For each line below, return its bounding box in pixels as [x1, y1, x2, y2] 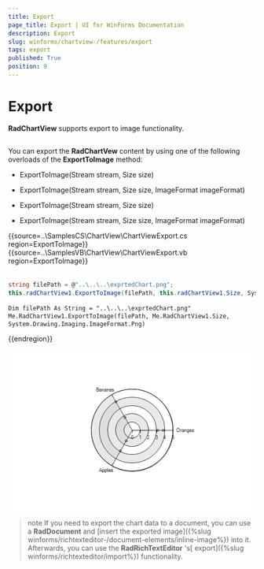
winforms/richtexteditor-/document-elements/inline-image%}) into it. [27, 534, 251, 544]
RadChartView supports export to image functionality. [8, 123, 185, 133]
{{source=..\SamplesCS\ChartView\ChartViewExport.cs [8, 231, 188, 240]
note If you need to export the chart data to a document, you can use [27, 518, 251, 527]
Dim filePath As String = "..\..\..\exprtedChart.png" [8, 304, 192, 312]
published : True [8, 54, 61, 62]
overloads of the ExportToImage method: [8, 154, 143, 165]
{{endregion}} [8, 333, 53, 343]
